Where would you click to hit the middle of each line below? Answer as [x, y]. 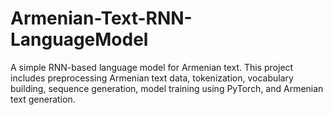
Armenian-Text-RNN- [101, 18]
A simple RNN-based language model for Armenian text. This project [152, 67]
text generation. [43, 99]
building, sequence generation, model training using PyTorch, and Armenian [167, 88]
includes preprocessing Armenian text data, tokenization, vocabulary [152, 78]
